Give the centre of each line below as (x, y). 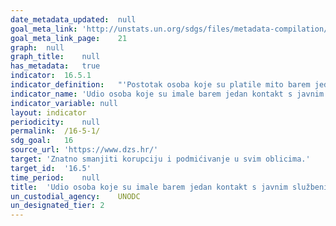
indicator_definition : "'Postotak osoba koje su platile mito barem (160, 85)
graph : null (37, 47)
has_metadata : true (55, 66)
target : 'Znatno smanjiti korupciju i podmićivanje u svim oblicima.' (160, 159)
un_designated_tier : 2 (57, 206)
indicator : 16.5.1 (51, 76)
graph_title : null (55, 57)
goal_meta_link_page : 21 (69, 38)
